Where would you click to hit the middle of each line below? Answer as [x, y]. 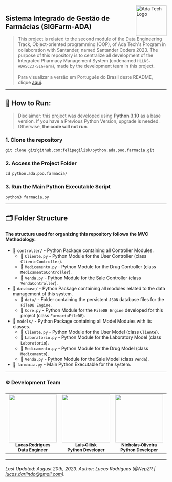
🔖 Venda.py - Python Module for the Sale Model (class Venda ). [85, 359]
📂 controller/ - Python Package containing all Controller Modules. [83, 250]
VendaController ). [39, 283]
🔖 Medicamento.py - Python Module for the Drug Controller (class [88, 267]
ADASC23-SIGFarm [35, 66]
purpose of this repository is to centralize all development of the [85, 55]
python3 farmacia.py [27, 197]
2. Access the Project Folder [41, 163]
